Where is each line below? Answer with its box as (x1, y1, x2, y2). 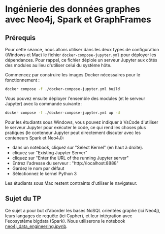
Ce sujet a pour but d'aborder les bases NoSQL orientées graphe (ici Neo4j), (5, 207, 161, 213)
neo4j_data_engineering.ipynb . (5, 223, 68, 229)
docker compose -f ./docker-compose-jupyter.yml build (5, 87, 120, 92)
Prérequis (5, 33, 36, 42)
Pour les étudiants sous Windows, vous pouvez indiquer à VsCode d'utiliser (5, 119, 159, 125)
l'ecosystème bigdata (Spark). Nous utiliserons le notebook (5, 218, 126, 224)
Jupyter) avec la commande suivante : (5, 100, 83, 106)
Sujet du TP (5, 195, 41, 203)
